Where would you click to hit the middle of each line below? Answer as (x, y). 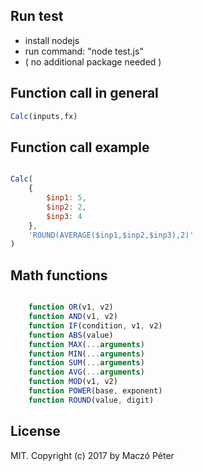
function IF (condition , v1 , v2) (95, 325)
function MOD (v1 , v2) (73, 382)
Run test (37, 16)
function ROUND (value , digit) (91, 400)
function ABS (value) (71, 335)
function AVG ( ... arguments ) (86, 372)
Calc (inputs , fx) (44, 116)
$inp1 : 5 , (66, 198)
